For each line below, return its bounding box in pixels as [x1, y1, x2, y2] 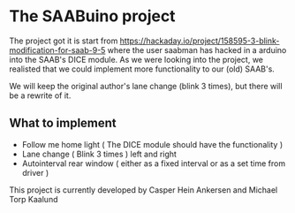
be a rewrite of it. [9, 90, 72, 101]
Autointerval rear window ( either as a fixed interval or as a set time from [21, 157, 285, 169]
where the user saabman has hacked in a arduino [107, 44, 287, 55]
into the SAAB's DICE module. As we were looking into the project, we [9, 54, 263, 65]
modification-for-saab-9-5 [9, 44, 106, 55]
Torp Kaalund [9, 194, 58, 204]
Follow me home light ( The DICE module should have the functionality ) [21, 139, 284, 149]
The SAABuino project [9, 6, 176, 27]
